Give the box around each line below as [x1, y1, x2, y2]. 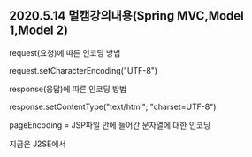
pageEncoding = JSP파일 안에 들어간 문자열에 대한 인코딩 [9, 119, 211, 130]
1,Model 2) [9, 23, 69, 38]
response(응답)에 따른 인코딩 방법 [9, 83, 127, 94]
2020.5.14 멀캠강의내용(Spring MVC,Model [9, 8, 245, 24]
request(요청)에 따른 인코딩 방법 [9, 47, 121, 58]
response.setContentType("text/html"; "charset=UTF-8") [9, 101, 217, 112]
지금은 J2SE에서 [9, 138, 66, 149]
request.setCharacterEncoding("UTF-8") [9, 65, 157, 75]
